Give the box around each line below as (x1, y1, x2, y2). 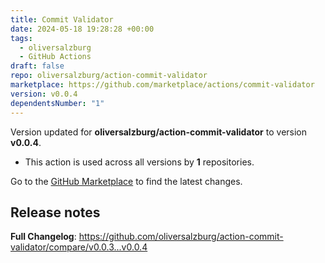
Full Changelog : (10, 231, 77, 243)
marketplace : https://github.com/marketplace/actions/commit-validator (10, 80, 315, 90)
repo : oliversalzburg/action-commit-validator (10, 71, 208, 81)
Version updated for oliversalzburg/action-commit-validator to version (10, 126, 308, 138)
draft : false (10, 61, 65, 71)
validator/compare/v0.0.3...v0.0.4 (10, 241, 148, 253)
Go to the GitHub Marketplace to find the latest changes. (10, 175, 243, 187)
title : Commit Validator (10, 14, 114, 25)
